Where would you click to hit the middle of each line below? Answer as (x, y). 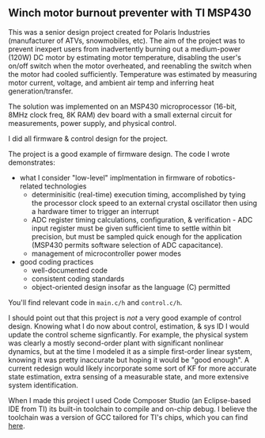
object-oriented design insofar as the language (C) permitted (131, 287)
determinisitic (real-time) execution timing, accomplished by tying (138, 194)
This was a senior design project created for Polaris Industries (110, 32)
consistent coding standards (78, 278)
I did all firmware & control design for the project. (88, 139)
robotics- (220, 177)
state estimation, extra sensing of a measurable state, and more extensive (129, 376)
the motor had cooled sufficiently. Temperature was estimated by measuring (132, 74)
